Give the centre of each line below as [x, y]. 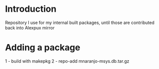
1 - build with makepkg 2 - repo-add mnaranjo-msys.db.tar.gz [67, 61]
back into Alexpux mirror [30, 27]
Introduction [31, 9]
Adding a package [43, 48]
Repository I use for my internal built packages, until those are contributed [80, 23]
